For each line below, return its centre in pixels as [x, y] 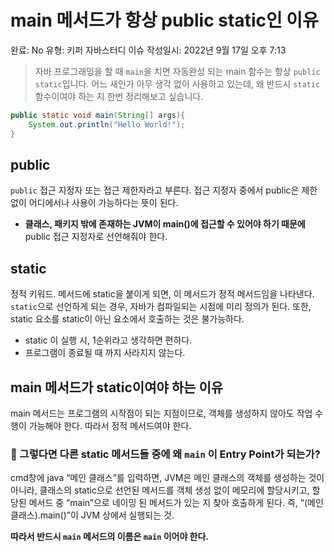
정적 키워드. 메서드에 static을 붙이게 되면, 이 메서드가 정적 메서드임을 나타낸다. [162, 294]
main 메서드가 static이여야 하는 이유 [117, 387]
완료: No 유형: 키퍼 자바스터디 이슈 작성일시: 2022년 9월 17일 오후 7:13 [148, 50]
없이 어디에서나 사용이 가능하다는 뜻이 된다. [94, 203]
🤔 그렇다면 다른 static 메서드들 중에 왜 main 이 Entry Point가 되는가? [165, 454]
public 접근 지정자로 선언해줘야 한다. [96, 237]
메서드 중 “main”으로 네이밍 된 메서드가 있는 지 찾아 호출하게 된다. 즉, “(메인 [176, 503]
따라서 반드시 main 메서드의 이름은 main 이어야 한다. [110, 537]
